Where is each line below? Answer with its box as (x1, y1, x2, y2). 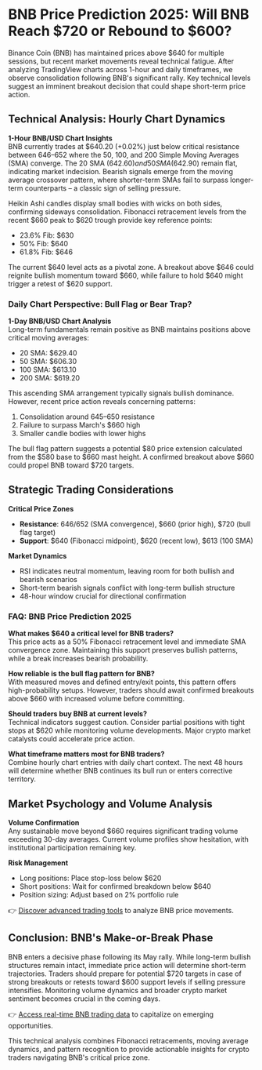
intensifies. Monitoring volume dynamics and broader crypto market (8, 985, 228, 995)
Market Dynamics (8, 551, 67, 560)
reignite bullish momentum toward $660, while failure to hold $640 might (8, 271, 244, 280)
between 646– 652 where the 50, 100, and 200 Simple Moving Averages (8, 150, 239, 159)
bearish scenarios (19, 574, 78, 584)
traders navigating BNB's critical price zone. (8, 1053, 150, 1062)
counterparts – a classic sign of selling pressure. (24, 183, 181, 193)
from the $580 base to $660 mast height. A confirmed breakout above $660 (8, 453, 254, 462)
